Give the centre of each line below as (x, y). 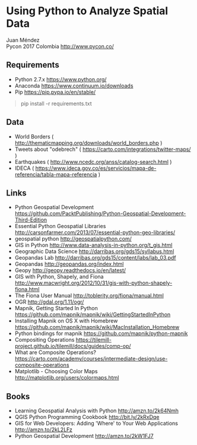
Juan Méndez (23, 40)
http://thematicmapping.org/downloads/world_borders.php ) (88, 143)
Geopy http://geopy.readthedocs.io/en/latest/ (70, 270)
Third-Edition (31, 220)
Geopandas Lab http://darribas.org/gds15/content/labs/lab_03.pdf (95, 258)
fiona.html (27, 289)
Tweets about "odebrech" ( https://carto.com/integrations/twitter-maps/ (103, 149)
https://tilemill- (93, 340)
